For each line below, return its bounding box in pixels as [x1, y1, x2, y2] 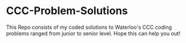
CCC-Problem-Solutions [6, 4, 128, 18]
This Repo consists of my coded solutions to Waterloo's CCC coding [6, 24, 172, 31]
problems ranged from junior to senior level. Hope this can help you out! [6, 29, 181, 37]
